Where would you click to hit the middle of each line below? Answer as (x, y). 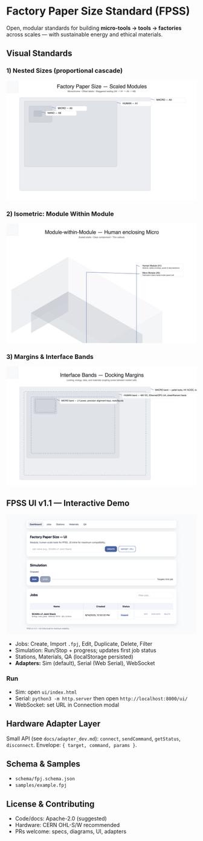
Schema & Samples (43, 764)
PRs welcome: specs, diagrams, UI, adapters (71, 831)
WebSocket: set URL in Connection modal (67, 705)
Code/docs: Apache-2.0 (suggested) (61, 819)
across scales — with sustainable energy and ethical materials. (85, 34)
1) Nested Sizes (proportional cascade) (64, 71)
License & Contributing (50, 804)
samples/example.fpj (41, 786)
